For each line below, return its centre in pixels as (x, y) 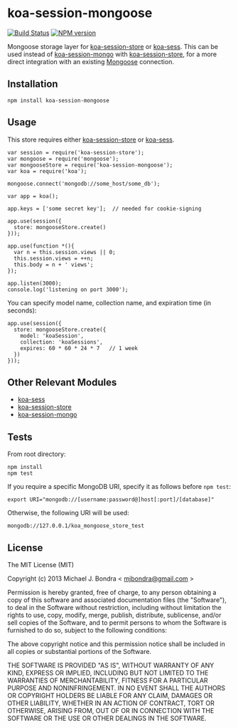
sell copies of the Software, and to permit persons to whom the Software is (117, 623)
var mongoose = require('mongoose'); (63, 159)
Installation (33, 84)
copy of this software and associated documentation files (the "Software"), (117, 600)
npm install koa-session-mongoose (59, 100)
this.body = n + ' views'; (54, 265)
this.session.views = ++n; (54, 258)
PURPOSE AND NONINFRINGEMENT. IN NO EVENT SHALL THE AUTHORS (117, 688)
